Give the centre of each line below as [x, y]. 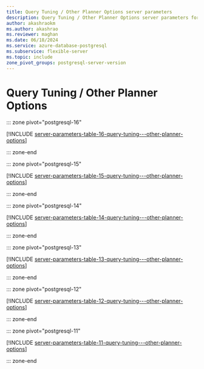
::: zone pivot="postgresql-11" [43, 331]
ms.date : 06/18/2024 [32, 40]
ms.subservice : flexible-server [47, 52]
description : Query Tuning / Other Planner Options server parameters [97, 18]
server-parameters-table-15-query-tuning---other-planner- [109, 176]
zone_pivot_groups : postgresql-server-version [66, 63]
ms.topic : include [29, 57]
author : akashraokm [31, 23]
